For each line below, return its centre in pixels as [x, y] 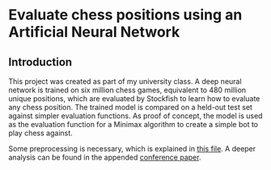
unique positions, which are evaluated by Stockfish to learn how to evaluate [134, 98]
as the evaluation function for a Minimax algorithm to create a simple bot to [133, 124]
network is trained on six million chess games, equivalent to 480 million [127, 90]
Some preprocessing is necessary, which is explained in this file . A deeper [132, 149]
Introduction [40, 62]
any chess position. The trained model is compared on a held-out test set [131, 107]
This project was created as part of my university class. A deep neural [125, 81]
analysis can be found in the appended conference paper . [105, 157]
